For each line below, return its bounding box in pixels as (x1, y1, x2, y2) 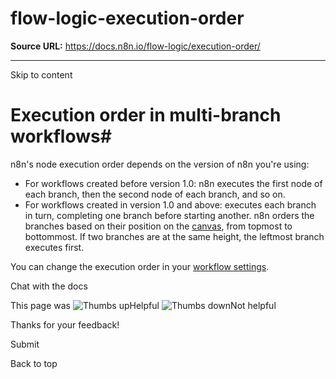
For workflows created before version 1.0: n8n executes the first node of (24, 177, 323, 189)
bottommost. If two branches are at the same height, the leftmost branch (24, 230, 325, 242)
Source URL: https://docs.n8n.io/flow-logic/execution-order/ (10, 40, 261, 52)
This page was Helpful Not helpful (10, 299, 277, 311)
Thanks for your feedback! (10, 318, 120, 331)
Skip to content (10, 68, 73, 81)
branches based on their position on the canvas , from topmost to (24, 220, 293, 232)
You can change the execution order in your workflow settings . (10, 260, 270, 272)
